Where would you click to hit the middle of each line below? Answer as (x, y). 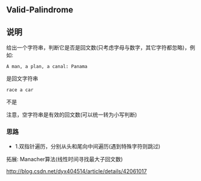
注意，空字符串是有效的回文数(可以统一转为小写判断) (72, 115)
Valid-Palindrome (40, 10)
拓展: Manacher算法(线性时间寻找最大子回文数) (65, 159)
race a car (20, 90)
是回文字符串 (22, 78)
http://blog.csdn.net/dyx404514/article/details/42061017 (77, 171)
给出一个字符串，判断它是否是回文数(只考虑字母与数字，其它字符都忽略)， (98, 48)
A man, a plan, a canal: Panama (47, 67)
